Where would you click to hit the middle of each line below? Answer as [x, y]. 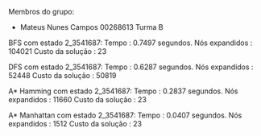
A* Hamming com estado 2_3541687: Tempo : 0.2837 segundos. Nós [123, 91]
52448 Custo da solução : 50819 [62, 75]
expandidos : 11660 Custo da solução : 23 [78, 99]
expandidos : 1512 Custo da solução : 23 [75, 124]
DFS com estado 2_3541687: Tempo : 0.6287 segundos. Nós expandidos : [131, 67]
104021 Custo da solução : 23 [58, 51]
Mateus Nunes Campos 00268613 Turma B [91, 27]
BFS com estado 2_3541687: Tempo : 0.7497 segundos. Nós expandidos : [130, 43]
